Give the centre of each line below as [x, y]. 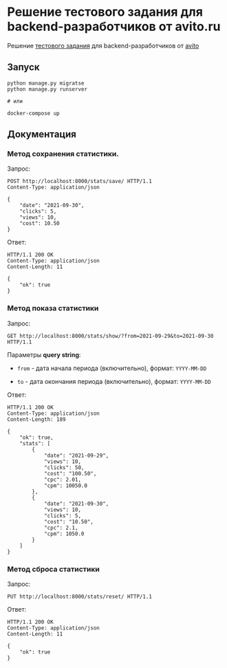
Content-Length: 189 [37, 419]
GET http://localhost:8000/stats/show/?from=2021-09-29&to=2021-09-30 [110, 336]
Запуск [23, 67]
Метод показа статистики [53, 308]
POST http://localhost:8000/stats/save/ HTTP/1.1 [80, 182]
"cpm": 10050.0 [66, 486]
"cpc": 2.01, [62, 480]
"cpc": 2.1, [61, 528]
